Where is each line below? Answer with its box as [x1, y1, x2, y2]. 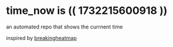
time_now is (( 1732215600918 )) [6, 4, 168, 17]
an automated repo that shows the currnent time [6, 23, 123, 30]
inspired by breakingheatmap [6, 34, 77, 41]
